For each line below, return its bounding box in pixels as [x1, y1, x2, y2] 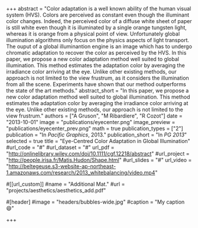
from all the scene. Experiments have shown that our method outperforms [6, 81, 186, 88]
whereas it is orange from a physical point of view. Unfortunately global [6, 30, 180, 37]
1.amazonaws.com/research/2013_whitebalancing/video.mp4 [6, 169, 155, 176]
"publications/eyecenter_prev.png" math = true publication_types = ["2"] [6, 125, 183, 132]
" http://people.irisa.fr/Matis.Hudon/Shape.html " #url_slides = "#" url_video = [6, 157, 192, 163]
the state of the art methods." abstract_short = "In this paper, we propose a [6, 87, 189, 94]
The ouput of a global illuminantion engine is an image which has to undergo [6, 43, 192, 50]
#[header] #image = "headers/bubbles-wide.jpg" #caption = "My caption [6, 198, 185, 205]
